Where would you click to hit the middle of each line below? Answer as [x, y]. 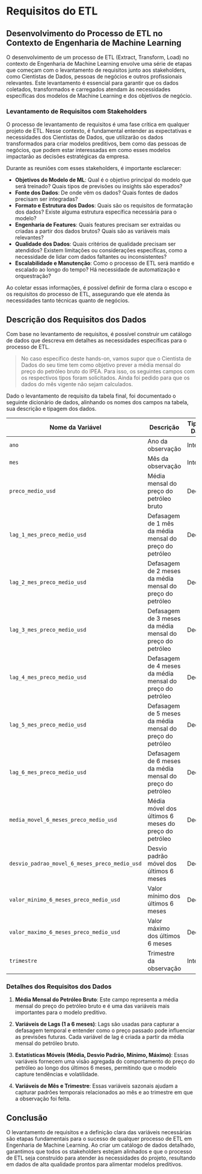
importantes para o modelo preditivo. [61, 1012]
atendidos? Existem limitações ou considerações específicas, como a [101, 250]
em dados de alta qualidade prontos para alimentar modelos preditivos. [95, 1164]
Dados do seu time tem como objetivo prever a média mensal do [101, 365]
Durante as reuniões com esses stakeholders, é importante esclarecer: [94, 168]
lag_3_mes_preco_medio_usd [48, 630]
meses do [161, 823]
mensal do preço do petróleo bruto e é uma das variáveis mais [92, 1006]
